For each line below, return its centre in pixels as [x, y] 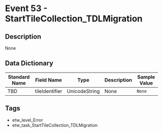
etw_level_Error [27, 120]
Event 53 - [26, 8]
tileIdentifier [49, 91]
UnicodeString [83, 91]
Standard [19, 77]
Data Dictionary [29, 63]
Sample [146, 77]
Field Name [49, 80]
